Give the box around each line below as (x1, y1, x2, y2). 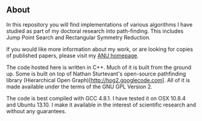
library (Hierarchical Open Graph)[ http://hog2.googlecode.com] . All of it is (6, 76, 191, 83)
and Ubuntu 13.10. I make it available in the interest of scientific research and (6, 101, 197, 108)
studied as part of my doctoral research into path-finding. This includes (6, 27, 184, 34)
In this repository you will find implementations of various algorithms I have (6, 21, 193, 28)
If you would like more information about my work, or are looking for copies (6, 45, 194, 53)
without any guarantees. (6, 107, 66, 114)
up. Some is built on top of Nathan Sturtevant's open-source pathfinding (6, 70, 186, 77)
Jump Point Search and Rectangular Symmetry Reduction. (6, 33, 151, 41)
